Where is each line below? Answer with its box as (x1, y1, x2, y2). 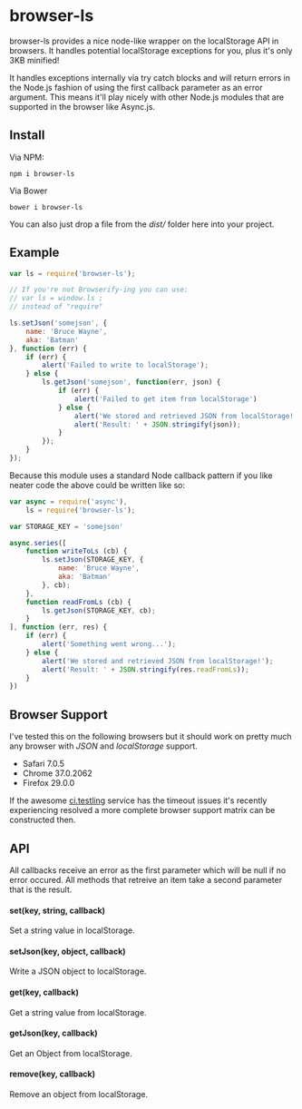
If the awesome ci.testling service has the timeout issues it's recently (9, 795, 268, 806)
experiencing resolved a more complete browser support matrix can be (9, 805, 276, 816)
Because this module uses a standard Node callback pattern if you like (9, 469, 273, 481)
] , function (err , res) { (9, 623, 107, 632)
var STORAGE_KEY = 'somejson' (9, 522, 124, 531)
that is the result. (9, 884, 73, 895)
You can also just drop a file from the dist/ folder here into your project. (9, 219, 275, 230)
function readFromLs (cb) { (25, 597, 132, 606)
